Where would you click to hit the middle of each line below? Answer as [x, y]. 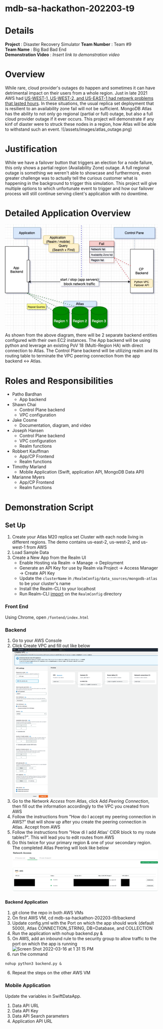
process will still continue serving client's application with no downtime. [77, 194]
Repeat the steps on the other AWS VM [51, 973]
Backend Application [27, 902]
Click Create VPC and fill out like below [51, 645]
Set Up [15, 525]
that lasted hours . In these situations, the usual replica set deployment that [80, 103]
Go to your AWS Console [37, 640]
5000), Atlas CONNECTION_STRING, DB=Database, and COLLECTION [82, 928]
